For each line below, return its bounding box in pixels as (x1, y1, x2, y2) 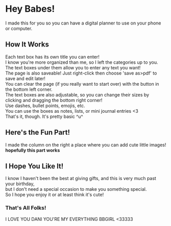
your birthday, (5, 181, 35, 187)
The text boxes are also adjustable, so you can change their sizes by (5, 91, 150, 97)
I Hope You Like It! (5, 162, 64, 170)
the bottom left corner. (5, 86, 53, 92)
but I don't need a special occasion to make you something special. (5, 186, 147, 192)
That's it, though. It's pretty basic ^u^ (5, 113, 83, 119)
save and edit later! (5, 75, 46, 82)
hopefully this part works (5, 147, 60, 153)
